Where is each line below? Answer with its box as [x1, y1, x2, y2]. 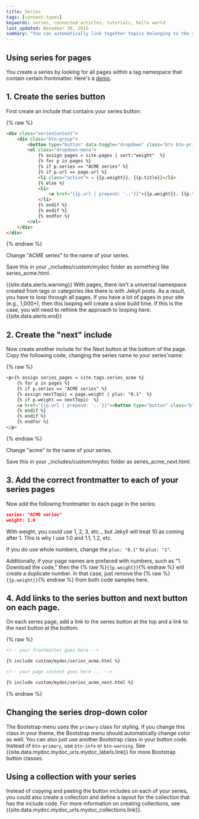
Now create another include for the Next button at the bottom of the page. [6, 345, 187, 353]
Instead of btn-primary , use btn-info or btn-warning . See [6, 742, 146, 749]
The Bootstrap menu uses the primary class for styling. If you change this [6, 723, 185, 730]
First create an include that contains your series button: [6, 107, 141, 114]
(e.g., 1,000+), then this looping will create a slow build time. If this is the [6, 300, 182, 307]
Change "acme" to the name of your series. [6, 446, 113, 453]
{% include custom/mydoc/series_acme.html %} [6, 658, 120, 664]
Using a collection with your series [6, 772, 137, 782]
